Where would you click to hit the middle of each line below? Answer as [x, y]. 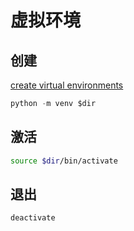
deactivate [33, 218]
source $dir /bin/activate [64, 161]
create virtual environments [67, 85]
